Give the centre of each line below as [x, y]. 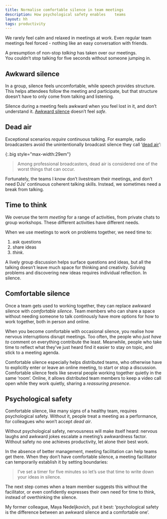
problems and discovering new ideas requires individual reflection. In [76, 272]
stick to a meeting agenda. [32, 352]
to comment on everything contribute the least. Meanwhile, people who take [83, 342]
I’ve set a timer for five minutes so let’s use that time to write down [85, 472]
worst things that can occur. [46, 169]
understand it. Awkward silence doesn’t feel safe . [56, 112]
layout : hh [16, 19]
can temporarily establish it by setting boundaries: [57, 462]
